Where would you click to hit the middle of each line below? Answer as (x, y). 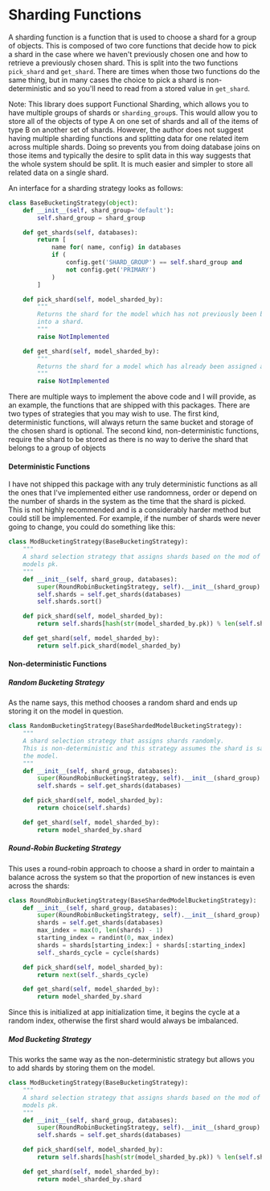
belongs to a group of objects (57, 448)
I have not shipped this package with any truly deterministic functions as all (133, 484)
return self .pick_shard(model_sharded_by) (109, 646)
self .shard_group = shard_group (92, 218)
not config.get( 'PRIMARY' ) (111, 270)
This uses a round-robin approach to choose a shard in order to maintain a (131, 868)
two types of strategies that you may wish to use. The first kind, (114, 414)
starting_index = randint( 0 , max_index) (106, 938)
